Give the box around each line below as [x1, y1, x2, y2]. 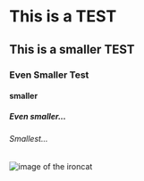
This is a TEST [9, 6, 117, 27]
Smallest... [9, 134, 48, 144]
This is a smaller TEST [9, 42, 136, 57]
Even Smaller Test [9, 69, 89, 81]
